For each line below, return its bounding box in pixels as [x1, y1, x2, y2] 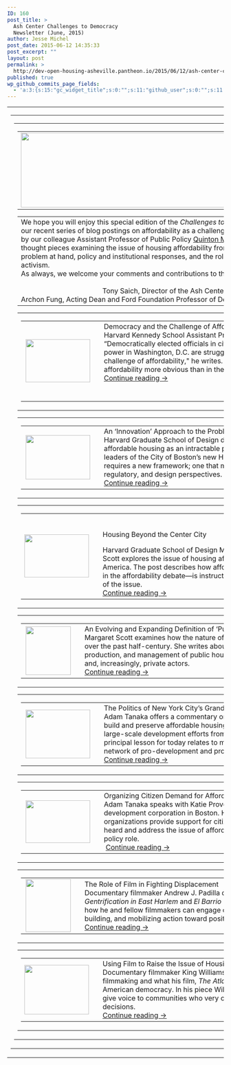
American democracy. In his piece [102, 985, 213, 994]
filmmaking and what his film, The [102, 976, 211, 986]
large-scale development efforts [104, 729, 210, 739]
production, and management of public [85, 650, 210, 660]
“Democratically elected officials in [104, 339, 217, 349]
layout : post [7, 55, 45, 62]
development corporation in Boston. [104, 809, 220, 818]
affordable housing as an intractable [104, 444, 221, 454]
